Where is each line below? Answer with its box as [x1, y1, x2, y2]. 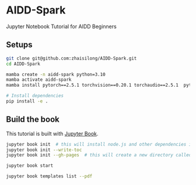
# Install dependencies [6, 93, 64, 99]
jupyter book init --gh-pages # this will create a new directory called [6, 152, 192, 158]
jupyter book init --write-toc [6, 147, 82, 153]
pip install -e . [6, 98, 48, 104]
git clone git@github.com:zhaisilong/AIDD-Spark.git [6, 55, 137, 61]
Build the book [6, 115, 60, 125]
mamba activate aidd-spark [6, 77, 72, 83]
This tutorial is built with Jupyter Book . [6, 130, 99, 137]
